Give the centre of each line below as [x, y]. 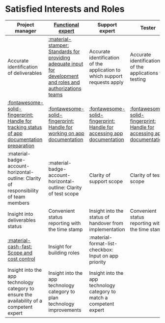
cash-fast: [20, 246]
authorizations [65, 88]
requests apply [106, 82]
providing [59, 58]
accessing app [106, 133]
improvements [65, 310]
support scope [106, 181]
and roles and [64, 82]
